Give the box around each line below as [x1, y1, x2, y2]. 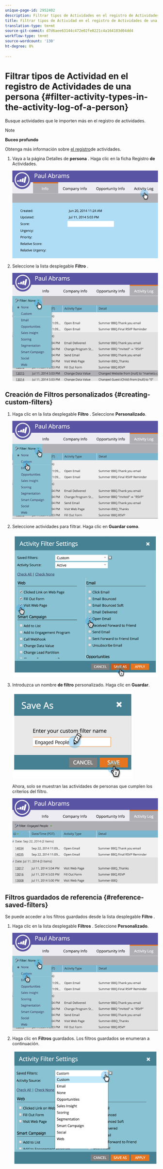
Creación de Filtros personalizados [5, 390, 113, 399]
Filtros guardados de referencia [5, 893, 102, 901]
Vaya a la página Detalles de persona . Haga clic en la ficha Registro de [12, 155, 155, 161]
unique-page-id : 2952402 [5, 8, 55, 13]
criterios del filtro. [12, 788, 48, 794]
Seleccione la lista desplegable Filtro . [12, 263, 89, 269]
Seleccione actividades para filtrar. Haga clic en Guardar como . [12, 523, 140, 529]
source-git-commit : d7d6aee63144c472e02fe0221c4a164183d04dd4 [5, 28, 133, 34]
